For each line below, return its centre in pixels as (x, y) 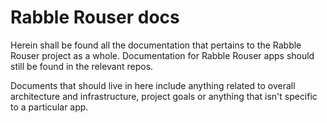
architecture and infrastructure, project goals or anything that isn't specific (164, 96)
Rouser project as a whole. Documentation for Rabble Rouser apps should (162, 55)
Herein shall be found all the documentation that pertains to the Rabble (156, 45)
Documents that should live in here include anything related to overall (153, 85)
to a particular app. (49, 107)
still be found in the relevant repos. (82, 66)
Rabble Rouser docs (95, 17)
